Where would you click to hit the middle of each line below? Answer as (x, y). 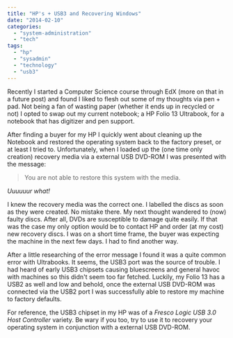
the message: (27, 164)
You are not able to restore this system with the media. (102, 177)
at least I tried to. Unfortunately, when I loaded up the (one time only (105, 149)
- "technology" (35, 65)
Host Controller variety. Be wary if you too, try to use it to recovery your (110, 319)
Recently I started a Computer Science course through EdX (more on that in (115, 92)
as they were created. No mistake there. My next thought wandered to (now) (117, 212)
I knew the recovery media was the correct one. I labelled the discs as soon (115, 204)
